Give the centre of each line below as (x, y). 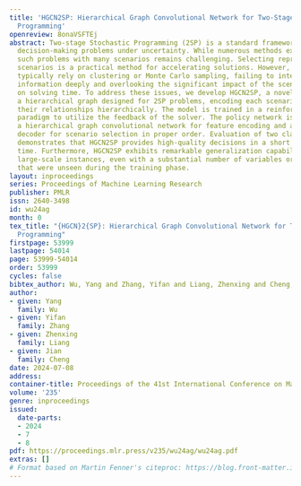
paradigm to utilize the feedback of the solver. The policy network (150, 117)
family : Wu (38, 309)
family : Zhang (43, 326)
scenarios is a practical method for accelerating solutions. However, (154, 68)
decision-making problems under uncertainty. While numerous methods (150, 51)
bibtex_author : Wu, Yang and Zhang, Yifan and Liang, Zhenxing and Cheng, (152, 284)
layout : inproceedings (52, 176)
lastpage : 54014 (39, 251)
